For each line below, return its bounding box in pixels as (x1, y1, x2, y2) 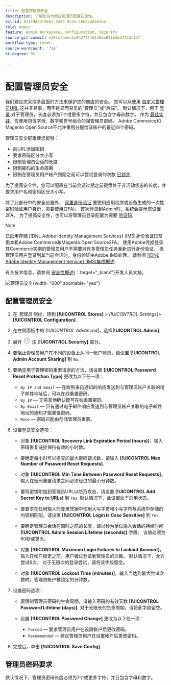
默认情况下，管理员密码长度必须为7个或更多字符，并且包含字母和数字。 (5, 674, 156, 681)
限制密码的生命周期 (12, 165, 54, 171)
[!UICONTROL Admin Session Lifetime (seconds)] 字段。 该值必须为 (20, 529, 166, 535)
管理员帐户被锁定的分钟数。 (34, 577, 92, 583)
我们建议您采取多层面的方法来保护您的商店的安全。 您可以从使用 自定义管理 (5, 99, 164, 105)
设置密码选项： (12, 588, 44, 594)
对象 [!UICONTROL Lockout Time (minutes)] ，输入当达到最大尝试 (20, 570, 160, 576)
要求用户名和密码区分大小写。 (5, 189, 68, 195)
